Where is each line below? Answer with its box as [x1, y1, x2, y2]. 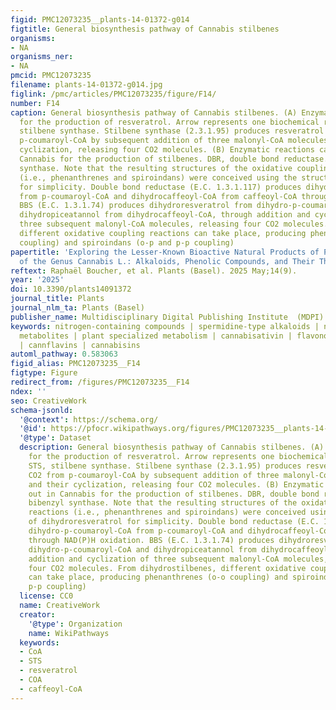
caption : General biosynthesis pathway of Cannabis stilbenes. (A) [10, 107, 298, 118]
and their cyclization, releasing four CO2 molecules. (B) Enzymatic [28, 479, 325, 490]
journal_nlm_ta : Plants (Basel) [10, 303, 145, 313]
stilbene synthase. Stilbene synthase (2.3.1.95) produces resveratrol [19, 126, 325, 136]
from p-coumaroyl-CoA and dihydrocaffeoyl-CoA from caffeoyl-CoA [19, 191, 298, 201]
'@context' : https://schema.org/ [19, 414, 159, 425]
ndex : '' [10, 386, 47, 396]
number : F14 [10, 98, 60, 108]
